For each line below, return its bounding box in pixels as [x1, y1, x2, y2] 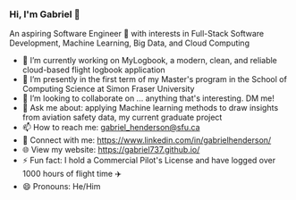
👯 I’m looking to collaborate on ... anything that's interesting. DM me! [21, 93, 275, 104]
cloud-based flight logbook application [21, 64, 165, 75]
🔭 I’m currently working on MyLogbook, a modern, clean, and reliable [21, 55, 277, 66]
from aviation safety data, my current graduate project [21, 112, 223, 123]
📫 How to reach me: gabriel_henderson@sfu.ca [21, 122, 200, 133]
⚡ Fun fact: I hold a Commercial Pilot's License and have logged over [21, 155, 275, 166]
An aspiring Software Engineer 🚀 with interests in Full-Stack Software [9, 29, 265, 39]
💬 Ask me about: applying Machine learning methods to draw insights [21, 103, 279, 113]
